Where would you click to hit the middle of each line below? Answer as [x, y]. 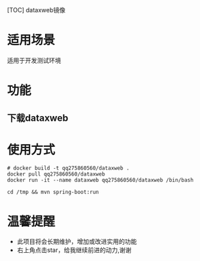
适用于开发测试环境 [34, 60]
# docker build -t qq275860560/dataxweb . [68, 168]
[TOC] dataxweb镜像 [37, 10]
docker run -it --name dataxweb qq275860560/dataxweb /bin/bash [100, 180]
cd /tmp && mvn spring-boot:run [53, 192]
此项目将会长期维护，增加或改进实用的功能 [77, 242]
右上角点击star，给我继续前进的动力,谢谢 [74, 250]
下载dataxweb [38, 118]
